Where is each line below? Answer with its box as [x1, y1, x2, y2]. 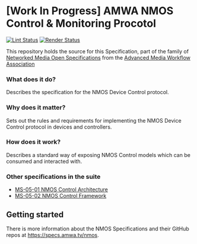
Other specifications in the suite [6, 172, 101, 181]
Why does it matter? [6, 104, 66, 112]
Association [6, 60, 35, 68]
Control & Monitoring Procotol [6, 17, 156, 30]
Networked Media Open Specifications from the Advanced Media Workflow [6, 54, 191, 61]
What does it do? [6, 75, 56, 84]
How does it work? [6, 138, 61, 146]
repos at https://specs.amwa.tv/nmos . [6, 231, 99, 238]
